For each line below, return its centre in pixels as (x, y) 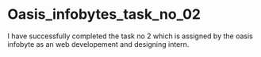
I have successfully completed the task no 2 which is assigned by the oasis (130, 36)
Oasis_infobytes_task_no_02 (104, 14)
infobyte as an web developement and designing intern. (98, 44)
